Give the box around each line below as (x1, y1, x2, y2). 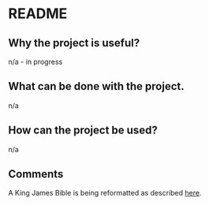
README (8, 5, 68, 23)
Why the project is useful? (8, 36, 140, 50)
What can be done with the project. (8, 80, 185, 93)
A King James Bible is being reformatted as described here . (8, 188, 202, 198)
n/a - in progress (8, 57, 63, 66)
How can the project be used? (8, 124, 158, 137)
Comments (8, 167, 64, 181)
